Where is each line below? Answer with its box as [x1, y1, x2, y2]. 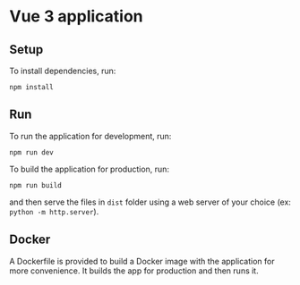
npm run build [9, 180, 63, 189]
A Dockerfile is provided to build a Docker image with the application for [9, 256, 275, 266]
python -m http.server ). [9, 205, 99, 216]
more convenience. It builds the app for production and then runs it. [9, 265, 259, 276]
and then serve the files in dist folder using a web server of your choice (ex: [9, 197, 291, 207]
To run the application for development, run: [9, 130, 172, 141]
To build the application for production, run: [9, 163, 170, 174]
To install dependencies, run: [9, 65, 116, 76]
